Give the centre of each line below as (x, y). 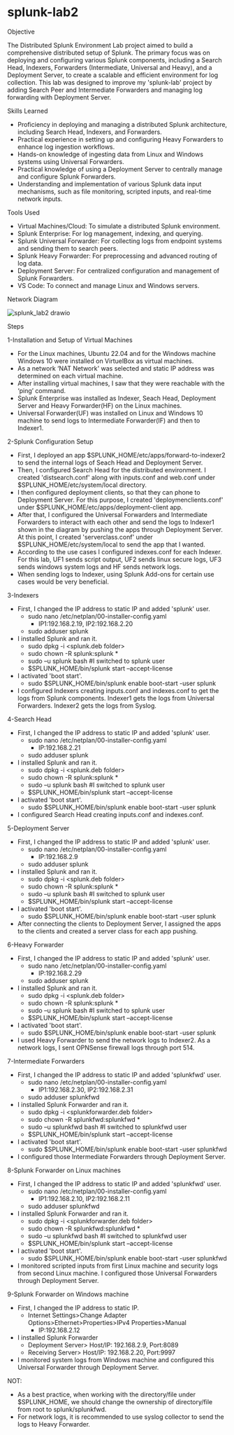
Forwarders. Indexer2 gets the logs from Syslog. (87, 706)
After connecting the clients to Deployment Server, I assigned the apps (119, 924)
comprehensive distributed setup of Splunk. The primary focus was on (109, 53)
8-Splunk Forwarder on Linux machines (64, 1170)
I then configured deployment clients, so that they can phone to (109, 492)
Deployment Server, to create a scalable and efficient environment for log (113, 75)
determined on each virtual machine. (70, 376)
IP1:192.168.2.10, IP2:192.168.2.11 (84, 1198)
